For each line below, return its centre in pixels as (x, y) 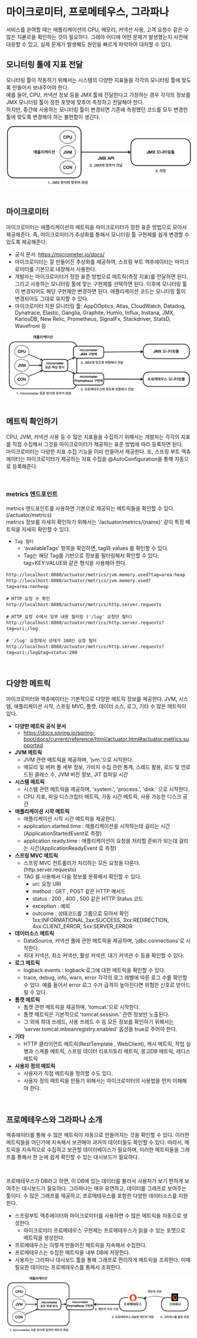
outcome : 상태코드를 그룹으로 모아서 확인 (81, 913)
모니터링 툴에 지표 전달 (45, 65)
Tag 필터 (24, 541)
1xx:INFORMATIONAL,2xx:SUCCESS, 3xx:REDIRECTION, (101, 920)
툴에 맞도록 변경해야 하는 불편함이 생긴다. (53, 117)
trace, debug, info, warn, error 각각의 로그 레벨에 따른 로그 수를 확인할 (105, 977)
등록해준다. (25, 466)
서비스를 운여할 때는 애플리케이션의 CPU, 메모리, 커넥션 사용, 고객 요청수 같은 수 (98, 29)
